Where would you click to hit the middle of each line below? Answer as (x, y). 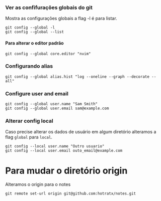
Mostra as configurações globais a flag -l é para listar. (61, 19)
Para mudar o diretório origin (66, 171)
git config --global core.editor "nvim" (48, 54)
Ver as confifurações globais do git (49, 8)
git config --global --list (35, 32)
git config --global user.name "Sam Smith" (52, 104)
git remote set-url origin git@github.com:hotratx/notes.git (71, 194)
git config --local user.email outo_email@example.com (64, 151)
